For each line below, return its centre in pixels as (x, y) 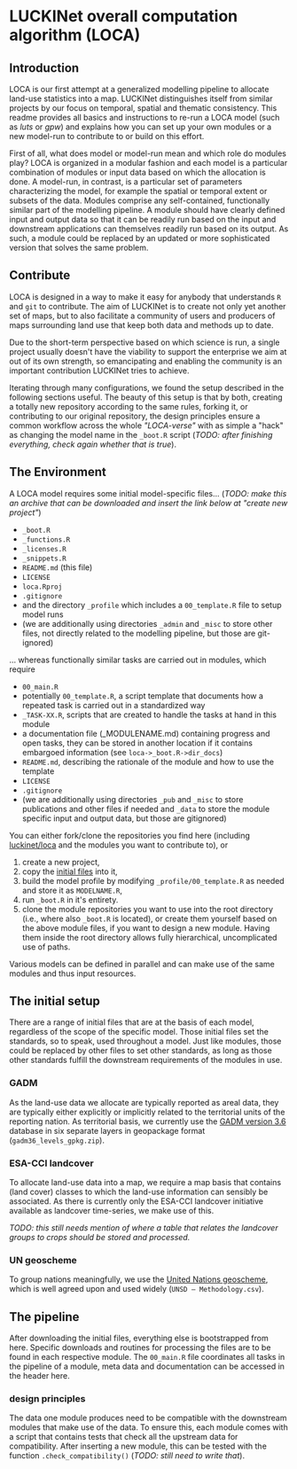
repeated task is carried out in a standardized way (113, 705)
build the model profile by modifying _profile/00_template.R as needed (153, 880)
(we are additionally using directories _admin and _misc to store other (147, 623)
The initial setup (55, 1001)
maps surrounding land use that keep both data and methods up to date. (141, 324)
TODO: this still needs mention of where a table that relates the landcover (144, 1228)
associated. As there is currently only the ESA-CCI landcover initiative (137, 1201)
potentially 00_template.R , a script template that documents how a (143, 695)
